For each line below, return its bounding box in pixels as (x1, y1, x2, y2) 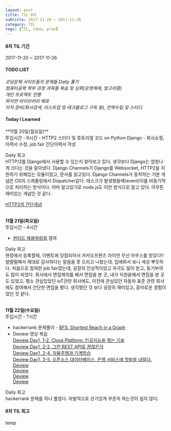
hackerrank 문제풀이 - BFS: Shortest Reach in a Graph (12, 324, 125, 331)
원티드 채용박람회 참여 (12, 235, 57, 241)
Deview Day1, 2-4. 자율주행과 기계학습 (12, 350, 91, 356)
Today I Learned (5, 116, 40, 122)
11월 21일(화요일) (5, 217, 39, 223)
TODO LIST (5, 66, 30, 72)
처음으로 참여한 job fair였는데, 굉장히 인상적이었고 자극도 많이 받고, (12, 265, 146, 271)
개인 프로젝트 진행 (5, 91, 41, 97)
